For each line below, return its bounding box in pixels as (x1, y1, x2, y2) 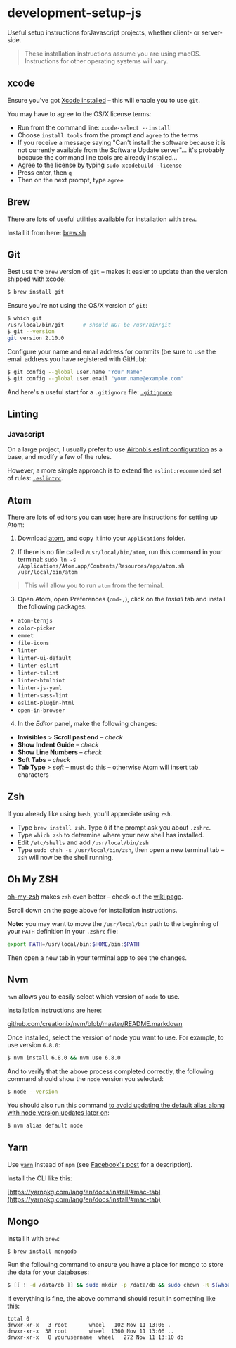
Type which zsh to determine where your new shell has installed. (17, 830, 204, 839)
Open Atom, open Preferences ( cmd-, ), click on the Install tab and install (17, 595, 226, 603)
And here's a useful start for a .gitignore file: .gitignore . (7, 387, 174, 396)
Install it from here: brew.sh (7, 228, 86, 237)
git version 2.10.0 (7, 335, 65, 342)
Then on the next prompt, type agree (17, 175, 124, 184)
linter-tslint (17, 670, 59, 677)
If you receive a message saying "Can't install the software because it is (17, 138, 226, 146)
